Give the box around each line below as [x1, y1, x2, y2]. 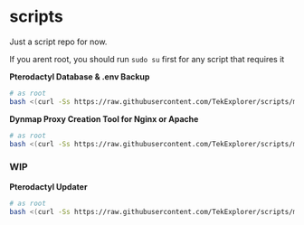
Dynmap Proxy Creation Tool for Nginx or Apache [9, 113, 199, 124]
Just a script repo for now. [9, 36, 108, 47]
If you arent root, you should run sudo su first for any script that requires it [9, 53, 285, 64]
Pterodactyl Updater [9, 181, 88, 192]
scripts [9, 6, 63, 27]
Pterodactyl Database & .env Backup [9, 70, 150, 82]
